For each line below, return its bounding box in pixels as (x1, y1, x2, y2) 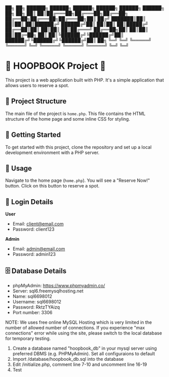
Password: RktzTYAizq (12, 304, 60, 310)
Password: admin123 (12, 251, 56, 257)
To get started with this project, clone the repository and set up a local (5, 144, 152, 150)
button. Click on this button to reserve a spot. (5, 183, 100, 189)
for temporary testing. (5, 335, 51, 342)
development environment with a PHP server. (5, 149, 100, 156)
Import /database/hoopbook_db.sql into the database (12, 356, 124, 362)
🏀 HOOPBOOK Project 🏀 (5, 60, 106, 72)
